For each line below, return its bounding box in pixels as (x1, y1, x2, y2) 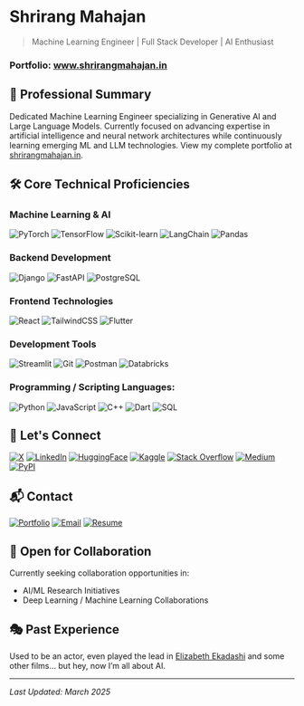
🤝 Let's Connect (9, 427, 101, 443)
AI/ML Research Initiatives (22, 585, 120, 596)
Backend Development (9, 252, 111, 264)
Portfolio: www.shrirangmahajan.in (9, 59, 167, 72)
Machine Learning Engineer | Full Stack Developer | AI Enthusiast (31, 36, 274, 47)
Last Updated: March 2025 (9, 686, 111, 697)
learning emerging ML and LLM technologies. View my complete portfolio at (9, 139, 292, 150)
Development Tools (9, 338, 97, 350)
